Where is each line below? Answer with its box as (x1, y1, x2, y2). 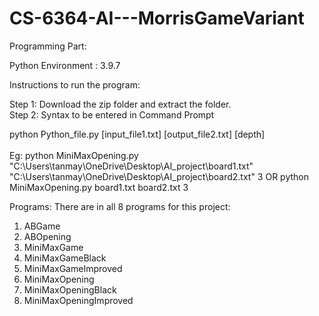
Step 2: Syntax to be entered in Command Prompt (9, 108, 215, 121)
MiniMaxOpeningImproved (23, 294, 134, 306)
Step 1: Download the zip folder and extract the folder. (9, 98, 232, 110)
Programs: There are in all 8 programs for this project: (9, 200, 231, 212)
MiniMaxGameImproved (23, 262, 123, 274)
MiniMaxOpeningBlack (23, 283, 117, 296)
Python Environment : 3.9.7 (9, 59, 121, 71)
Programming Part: (9, 40, 87, 52)
